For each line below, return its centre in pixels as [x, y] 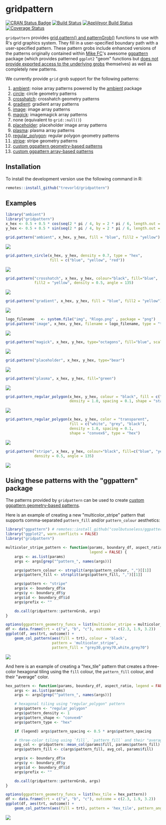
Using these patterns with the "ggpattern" [72, 480]
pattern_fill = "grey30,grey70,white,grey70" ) [100, 648]
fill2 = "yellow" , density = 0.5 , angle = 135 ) [84, 283]
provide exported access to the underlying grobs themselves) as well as [79, 64]
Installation [23, 167]
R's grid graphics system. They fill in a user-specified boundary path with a [82, 43]
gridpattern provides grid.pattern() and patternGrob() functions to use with [82, 38]
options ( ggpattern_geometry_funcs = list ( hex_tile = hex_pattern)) [76, 794]
